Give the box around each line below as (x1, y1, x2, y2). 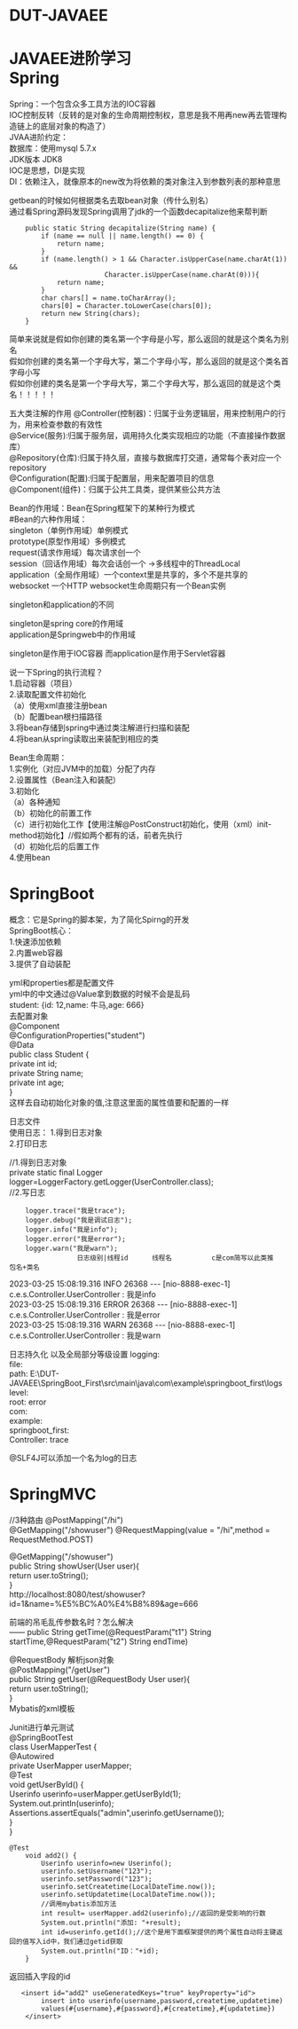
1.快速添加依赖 (9, 937, 62, 948)
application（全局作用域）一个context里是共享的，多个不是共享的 (9, 570, 248, 580)
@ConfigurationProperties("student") (9, 1030, 145, 1041)
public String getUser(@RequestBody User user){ (9, 1674, 191, 1684)
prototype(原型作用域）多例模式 (9, 536, 126, 547)
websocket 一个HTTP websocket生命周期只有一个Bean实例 (9, 580, 226, 591)
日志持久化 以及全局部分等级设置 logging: (9, 1349, 161, 1360)
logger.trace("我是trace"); (25, 1207, 126, 1215)
